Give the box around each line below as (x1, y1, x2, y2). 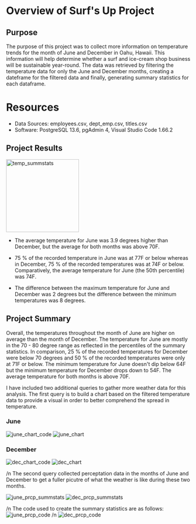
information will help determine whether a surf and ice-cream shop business (6, 56, 191, 62)
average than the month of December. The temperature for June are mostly (6, 335, 188, 343)
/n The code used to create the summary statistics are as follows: (6, 505, 164, 512)
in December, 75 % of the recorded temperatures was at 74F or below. (14, 261, 185, 268)
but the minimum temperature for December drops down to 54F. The (6, 367, 171, 374)
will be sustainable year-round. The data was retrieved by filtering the (6, 61, 174, 69)
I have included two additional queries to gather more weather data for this (6, 384, 186, 391)
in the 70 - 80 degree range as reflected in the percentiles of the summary (6, 341, 185, 349)
